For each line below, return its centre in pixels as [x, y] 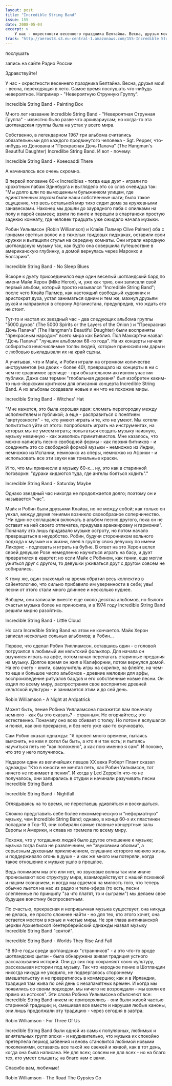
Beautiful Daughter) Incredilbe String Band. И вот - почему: [68, 151]
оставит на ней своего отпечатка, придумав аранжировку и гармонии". [84, 525]
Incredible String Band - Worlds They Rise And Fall [59, 941]
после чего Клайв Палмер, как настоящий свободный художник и [78, 293]
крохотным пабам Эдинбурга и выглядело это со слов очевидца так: [81, 186]
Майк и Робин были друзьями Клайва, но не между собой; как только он [85, 508]
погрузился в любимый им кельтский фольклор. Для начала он [75, 651]
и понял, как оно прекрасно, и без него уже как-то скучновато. [75, 726]
